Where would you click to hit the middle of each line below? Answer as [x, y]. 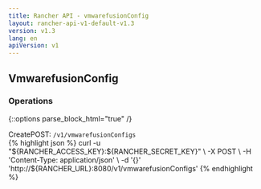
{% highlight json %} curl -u [55, 142]
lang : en [23, 38]
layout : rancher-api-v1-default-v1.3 [71, 23]
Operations [31, 101]
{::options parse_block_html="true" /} [70, 118]
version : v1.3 [32, 31]
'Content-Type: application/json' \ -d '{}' [75, 160]
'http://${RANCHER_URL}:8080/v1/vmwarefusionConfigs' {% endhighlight [130, 168]
